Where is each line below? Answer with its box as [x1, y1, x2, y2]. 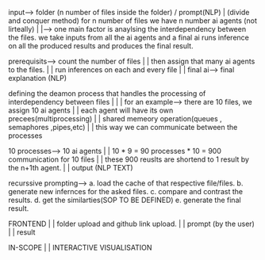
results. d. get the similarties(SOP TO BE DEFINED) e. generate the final [8, 195, 241, 205]
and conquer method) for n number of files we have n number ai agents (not [8, 16, 258, 25]
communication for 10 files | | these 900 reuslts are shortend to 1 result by [8, 155, 250, 164]
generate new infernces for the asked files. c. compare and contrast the [8, 187, 244, 196]
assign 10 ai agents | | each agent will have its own [8, 105, 174, 115]
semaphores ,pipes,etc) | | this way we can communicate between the [8, 123, 238, 132]
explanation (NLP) [8, 74, 67, 82]
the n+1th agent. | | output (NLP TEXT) [8, 163, 133, 172]
